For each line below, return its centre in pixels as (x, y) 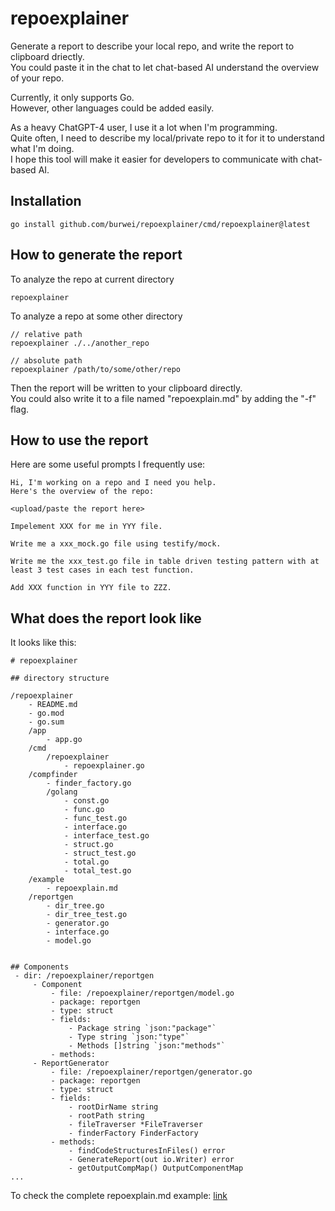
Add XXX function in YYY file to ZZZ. (91, 588)
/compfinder (53, 775)
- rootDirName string (113, 1107)
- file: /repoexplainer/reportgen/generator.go (151, 1072)
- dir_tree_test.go (87, 915)
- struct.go (88, 845)
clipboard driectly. (47, 56)
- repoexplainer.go (104, 766)
